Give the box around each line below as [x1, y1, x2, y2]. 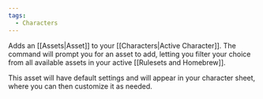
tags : [8, 11, 26, 20]
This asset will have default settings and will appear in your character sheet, [8, 73, 256, 82]
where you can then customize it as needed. [8, 81, 152, 91]
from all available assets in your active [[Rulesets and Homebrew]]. [8, 57, 227, 67]
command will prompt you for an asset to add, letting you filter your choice [8, 49, 251, 59]
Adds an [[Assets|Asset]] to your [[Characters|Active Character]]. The [8, 40, 237, 50]
